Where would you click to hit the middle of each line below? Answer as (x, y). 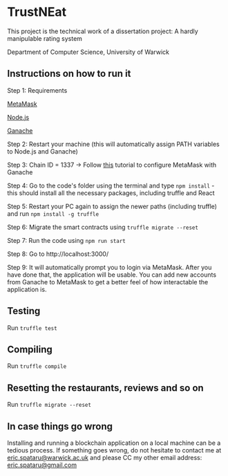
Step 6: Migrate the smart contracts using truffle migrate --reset (103, 227)
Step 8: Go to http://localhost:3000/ (58, 254)
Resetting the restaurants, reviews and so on (105, 388)
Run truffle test (32, 328)
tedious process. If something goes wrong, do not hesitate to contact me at (114, 450)
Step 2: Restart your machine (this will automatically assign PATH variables (113, 144)
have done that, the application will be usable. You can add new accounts (112, 275)
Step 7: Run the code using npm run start (66, 240)
